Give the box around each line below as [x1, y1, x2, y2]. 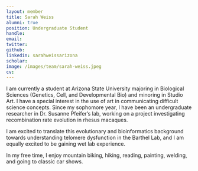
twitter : [6, 42, 28, 48]
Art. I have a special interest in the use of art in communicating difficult [6, 98, 178, 105]
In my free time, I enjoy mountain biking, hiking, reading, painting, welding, [6, 152, 187, 159]
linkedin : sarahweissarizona [6, 52, 78, 58]
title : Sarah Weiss [6, 14, 54, 20]
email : [6, 36, 22, 42]
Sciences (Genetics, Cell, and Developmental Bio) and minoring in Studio [6, 91, 183, 98]
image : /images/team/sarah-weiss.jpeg [6, 63, 102, 70]
